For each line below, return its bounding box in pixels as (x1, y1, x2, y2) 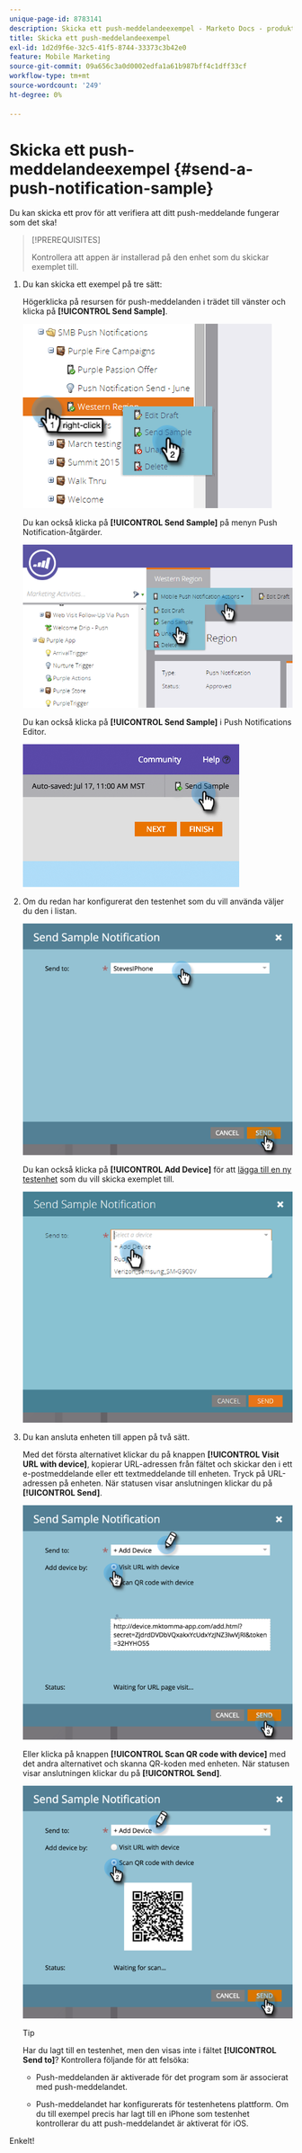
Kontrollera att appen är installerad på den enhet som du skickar (31, 252, 270, 263)
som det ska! (9, 217, 58, 228)
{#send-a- (173, 158, 253, 179)
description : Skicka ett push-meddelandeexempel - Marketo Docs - (9, 23, 263, 33)
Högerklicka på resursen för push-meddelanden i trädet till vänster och (22, 297, 286, 308)
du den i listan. (22, 906, 77, 916)
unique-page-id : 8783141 (9, 14, 102, 23)
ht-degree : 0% (9, 90, 63, 99)
